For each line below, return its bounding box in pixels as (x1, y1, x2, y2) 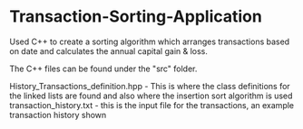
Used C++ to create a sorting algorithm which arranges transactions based (9, 36, 290, 47)
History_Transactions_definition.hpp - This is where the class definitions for (9, 80, 290, 91)
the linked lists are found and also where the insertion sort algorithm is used (9, 90, 293, 101)
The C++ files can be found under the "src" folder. (9, 63, 198, 74)
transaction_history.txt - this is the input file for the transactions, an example (9, 99, 295, 110)
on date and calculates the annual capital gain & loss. (9, 45, 209, 56)
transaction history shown (9, 109, 107, 120)
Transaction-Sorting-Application (9, 6, 263, 27)
